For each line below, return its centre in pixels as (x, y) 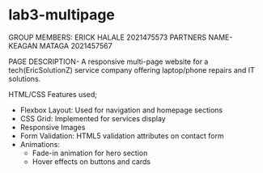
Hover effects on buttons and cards (91, 161)
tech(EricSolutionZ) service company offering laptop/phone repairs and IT (131, 70)
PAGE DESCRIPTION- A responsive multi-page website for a (108, 61)
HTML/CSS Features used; (53, 94)
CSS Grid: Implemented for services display (93, 118)
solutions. (25, 78)
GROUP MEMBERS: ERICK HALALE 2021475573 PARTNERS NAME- (121, 37)
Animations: (40, 144)
